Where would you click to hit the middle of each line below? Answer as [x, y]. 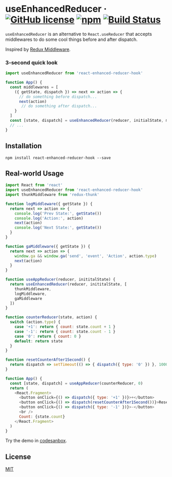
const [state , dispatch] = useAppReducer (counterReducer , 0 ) [77, 383]
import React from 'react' [34, 185]
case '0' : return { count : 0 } [48, 336]
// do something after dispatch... [59, 106]
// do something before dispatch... [58, 97]
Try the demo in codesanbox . [36, 441]
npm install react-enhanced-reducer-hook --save [58, 158]
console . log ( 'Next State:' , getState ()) [58, 228]
